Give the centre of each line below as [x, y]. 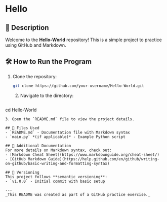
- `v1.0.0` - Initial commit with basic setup [55, 181]
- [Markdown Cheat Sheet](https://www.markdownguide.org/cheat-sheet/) [82, 155]
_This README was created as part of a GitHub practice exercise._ [78, 194]
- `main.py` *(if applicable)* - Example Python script [65, 137]
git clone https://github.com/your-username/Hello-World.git [78, 86]
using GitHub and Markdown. [36, 45]
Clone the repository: [35, 76]
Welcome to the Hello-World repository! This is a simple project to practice [83, 40]
